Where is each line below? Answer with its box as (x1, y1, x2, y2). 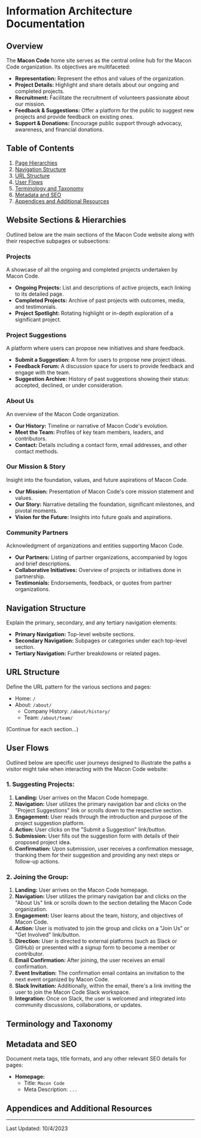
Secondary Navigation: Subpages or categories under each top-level (14, 637, 187, 644)
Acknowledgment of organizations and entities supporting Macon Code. (6, 542, 184, 549)
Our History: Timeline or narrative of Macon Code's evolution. (14, 422, 169, 429)
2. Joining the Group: (6, 872, 69, 881)
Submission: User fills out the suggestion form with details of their (14, 832, 179, 839)
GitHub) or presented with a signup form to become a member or (14, 944, 175, 951)
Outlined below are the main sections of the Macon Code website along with (6, 231, 194, 238)
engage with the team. (14, 369, 71, 376)
